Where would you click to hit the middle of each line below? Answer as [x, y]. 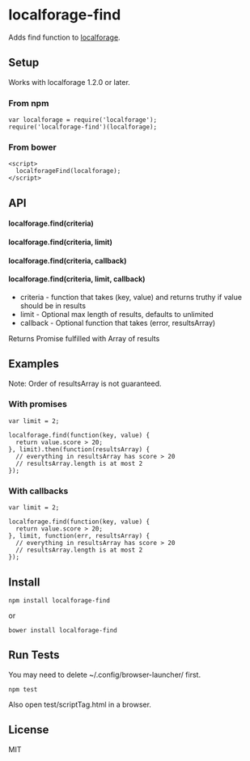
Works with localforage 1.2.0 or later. [70, 82]
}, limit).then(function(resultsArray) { [79, 449]
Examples [34, 364]
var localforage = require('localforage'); [83, 120]
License [29, 730]
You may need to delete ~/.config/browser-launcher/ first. [104, 674]
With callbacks [38, 491]
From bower [32, 147]
